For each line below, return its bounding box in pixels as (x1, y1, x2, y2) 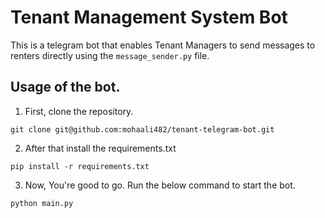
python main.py (10, 198, 74, 208)
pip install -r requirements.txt (10, 161, 150, 171)
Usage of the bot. (10, 79, 121, 96)
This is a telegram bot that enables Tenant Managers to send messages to (10, 39, 316, 51)
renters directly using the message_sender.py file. (10, 49, 210, 61)
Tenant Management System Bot (10, 6, 288, 29)
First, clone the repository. (24, 105, 134, 117)
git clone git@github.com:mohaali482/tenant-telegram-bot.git (10, 124, 275, 135)
